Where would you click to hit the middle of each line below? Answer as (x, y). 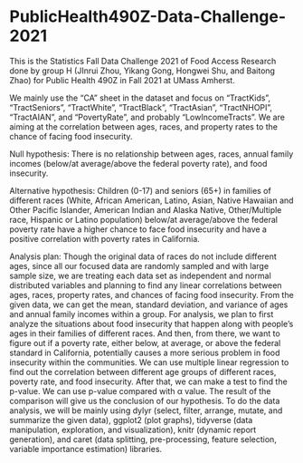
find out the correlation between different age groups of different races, (143, 371)
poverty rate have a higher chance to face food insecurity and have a (138, 229)
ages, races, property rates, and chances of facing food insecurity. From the (151, 294)
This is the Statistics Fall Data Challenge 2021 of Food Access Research (143, 61)
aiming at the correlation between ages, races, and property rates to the (144, 126)
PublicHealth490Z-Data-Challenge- (148, 17)
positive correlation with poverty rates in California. (105, 238)
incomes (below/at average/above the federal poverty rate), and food (138, 163)
